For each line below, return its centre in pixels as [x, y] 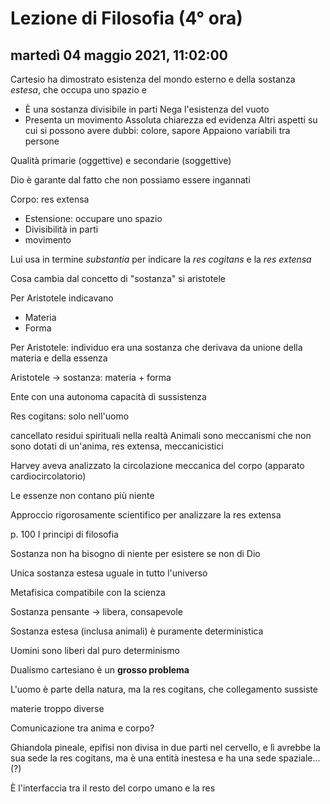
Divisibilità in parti [61, 229]
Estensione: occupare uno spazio [93, 218]
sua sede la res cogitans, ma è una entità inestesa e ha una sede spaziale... [165, 758]
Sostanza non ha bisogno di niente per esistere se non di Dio [135, 553]
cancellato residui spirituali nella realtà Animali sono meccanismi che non [161, 435]
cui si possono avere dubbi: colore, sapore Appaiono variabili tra [157, 130]
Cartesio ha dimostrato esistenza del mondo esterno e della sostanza [153, 79]
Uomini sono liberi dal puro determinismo [95, 650]
